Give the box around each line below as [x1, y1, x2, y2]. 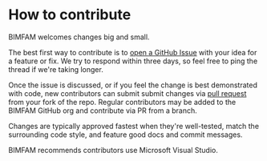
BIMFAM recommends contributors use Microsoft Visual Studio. [8, 145, 218, 155]
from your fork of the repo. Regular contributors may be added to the [8, 97, 237, 107]
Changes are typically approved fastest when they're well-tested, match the [8, 121, 259, 131]
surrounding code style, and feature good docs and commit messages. [8, 130, 243, 139]
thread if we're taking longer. [8, 64, 104, 74]
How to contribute [8, 6, 131, 24]
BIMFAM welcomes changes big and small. [8, 32, 150, 42]
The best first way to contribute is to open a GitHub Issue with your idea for [8, 47, 257, 57]
